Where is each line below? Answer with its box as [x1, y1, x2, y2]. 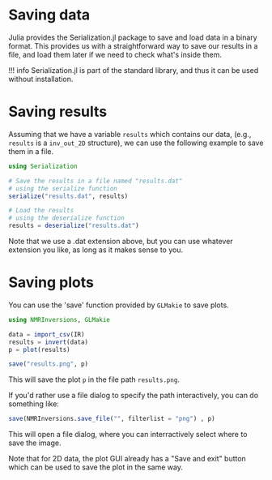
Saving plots [8, 273, 95, 292]
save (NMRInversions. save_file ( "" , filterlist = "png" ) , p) [8, 415, 216, 423]
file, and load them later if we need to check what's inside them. [8, 49, 223, 59]
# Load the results [8, 207, 74, 215]
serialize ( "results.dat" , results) [8, 192, 129, 200]
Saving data [8, 6, 91, 24]
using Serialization [8, 162, 79, 170]
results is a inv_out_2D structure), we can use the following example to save [8, 138, 264, 148]
